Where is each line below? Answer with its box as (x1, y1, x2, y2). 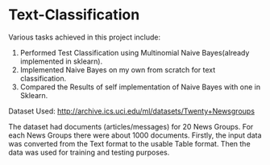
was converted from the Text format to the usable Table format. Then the (8, 138, 251, 148)
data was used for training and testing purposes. (8, 147, 170, 157)
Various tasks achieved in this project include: (8, 32, 161, 42)
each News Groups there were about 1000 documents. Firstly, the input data (8, 130, 262, 140)
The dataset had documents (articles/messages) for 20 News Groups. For (8, 122, 254, 131)
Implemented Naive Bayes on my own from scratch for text (19, 64, 216, 74)
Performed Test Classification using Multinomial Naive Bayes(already (19, 47, 250, 57)
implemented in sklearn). (19, 56, 103, 66)
